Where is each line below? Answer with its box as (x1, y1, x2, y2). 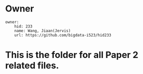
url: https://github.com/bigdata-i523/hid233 (14, 32, 112, 37)
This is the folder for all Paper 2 (5, 49, 138, 60)
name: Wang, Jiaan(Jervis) (14, 28, 71, 33)
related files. (5, 60, 59, 71)
